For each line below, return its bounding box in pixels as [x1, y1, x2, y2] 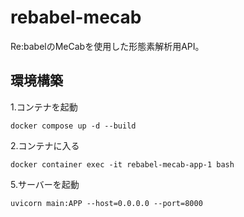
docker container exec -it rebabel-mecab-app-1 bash [10, 159, 235, 170]
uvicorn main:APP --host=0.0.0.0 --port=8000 [10, 198, 203, 208]
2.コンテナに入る [10, 139, 80, 151]
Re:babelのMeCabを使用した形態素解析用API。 [10, 40, 205, 52]
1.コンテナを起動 [10, 101, 78, 113]
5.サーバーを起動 [10, 178, 80, 190]
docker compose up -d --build [10, 121, 137, 131]
